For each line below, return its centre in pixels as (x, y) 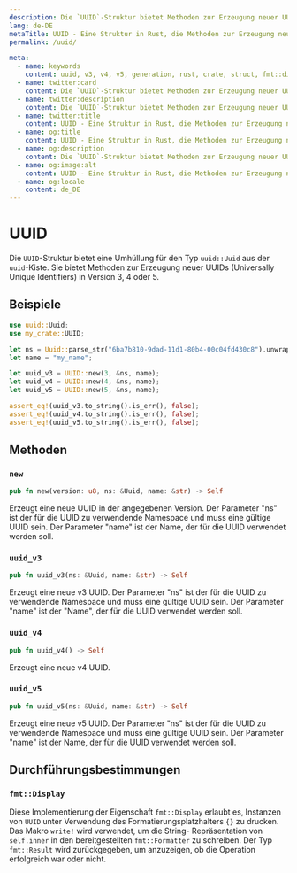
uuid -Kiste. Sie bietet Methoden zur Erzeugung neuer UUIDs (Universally (142, 267)
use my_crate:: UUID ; (47, 333)
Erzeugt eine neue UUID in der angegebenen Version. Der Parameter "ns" (143, 508)
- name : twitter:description (71, 99)
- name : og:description (61, 149)
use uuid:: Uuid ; (39, 325)
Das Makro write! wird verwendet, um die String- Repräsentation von (136, 831)
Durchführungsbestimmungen (95, 770)
